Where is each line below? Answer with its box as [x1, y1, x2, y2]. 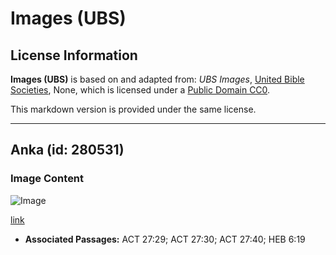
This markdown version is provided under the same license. [10, 103, 257, 115]
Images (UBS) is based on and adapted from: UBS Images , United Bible [10, 73, 305, 85]
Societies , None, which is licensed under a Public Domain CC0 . [10, 84, 271, 96]
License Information [10, 47, 138, 64]
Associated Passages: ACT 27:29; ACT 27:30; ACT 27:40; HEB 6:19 [24, 233, 306, 245]
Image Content [10, 172, 85, 186]
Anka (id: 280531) [10, 142, 125, 159]
